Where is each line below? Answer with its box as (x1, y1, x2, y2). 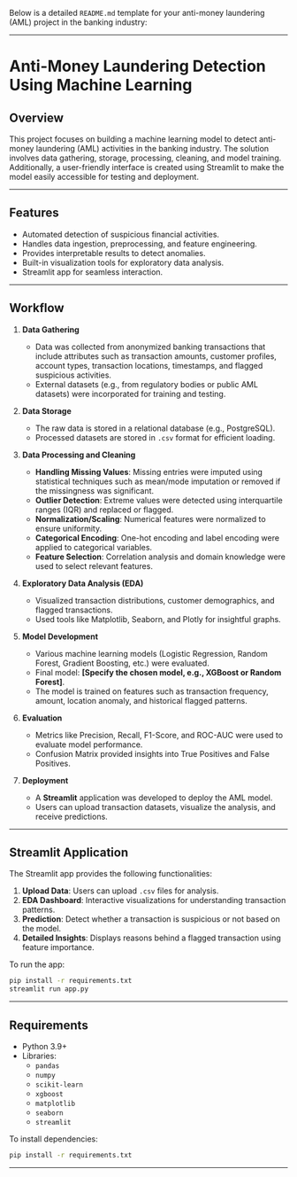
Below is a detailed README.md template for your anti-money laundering (9, 8, 265, 18)
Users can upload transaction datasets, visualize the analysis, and (34, 801, 276, 812)
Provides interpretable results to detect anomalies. (21, 247, 206, 258)
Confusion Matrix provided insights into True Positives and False (34, 748, 270, 759)
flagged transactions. (34, 604, 113, 615)
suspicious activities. (34, 370, 112, 380)
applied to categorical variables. (34, 542, 153, 552)
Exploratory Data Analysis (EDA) (21, 578, 144, 588)
